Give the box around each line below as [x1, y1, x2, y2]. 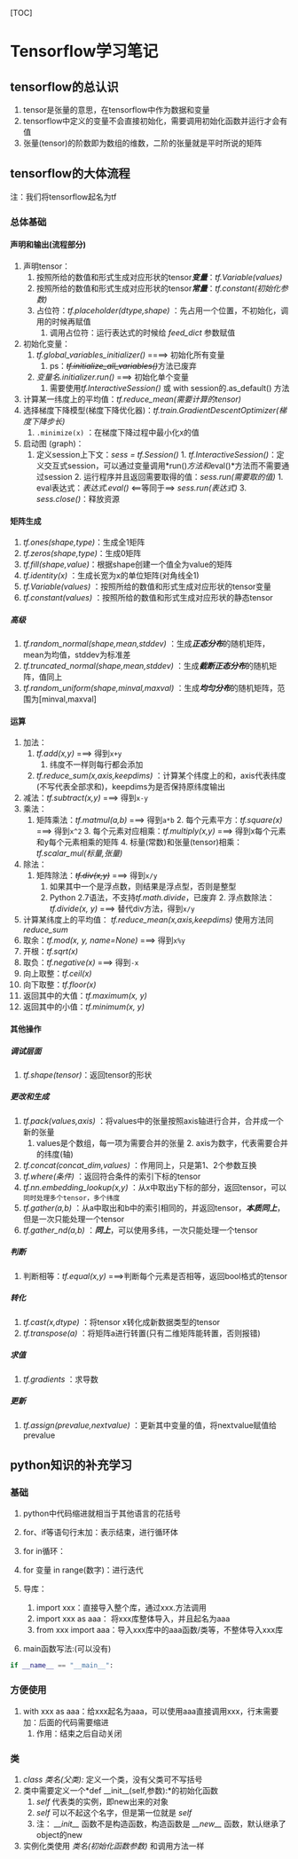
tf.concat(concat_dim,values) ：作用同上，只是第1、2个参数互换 [22, 1159, 257, 1170]
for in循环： [22, 1546, 66, 1557]
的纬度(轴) [35, 1149, 74, 1159]
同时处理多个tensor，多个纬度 [22, 1193, 121, 1203]
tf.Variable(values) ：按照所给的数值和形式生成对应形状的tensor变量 [22, 581, 271, 592]
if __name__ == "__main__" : [10, 1661, 114, 1670]
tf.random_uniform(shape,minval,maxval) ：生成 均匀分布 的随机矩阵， [22, 683, 278, 694]
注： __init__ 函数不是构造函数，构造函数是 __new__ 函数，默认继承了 [35, 1818, 286, 1829]
